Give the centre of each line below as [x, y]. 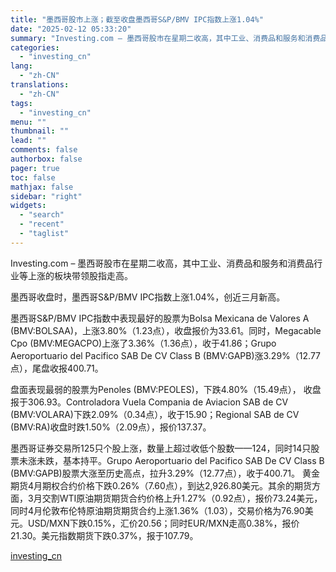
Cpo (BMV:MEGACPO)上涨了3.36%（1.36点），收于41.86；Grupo [143, 343]
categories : [35, 47]
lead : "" [28, 141]
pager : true [35, 168]
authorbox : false [46, 159]
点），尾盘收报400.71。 [57, 368]
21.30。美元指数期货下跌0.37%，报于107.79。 [104, 535]
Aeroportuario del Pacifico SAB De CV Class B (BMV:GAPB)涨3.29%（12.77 [166, 355]
